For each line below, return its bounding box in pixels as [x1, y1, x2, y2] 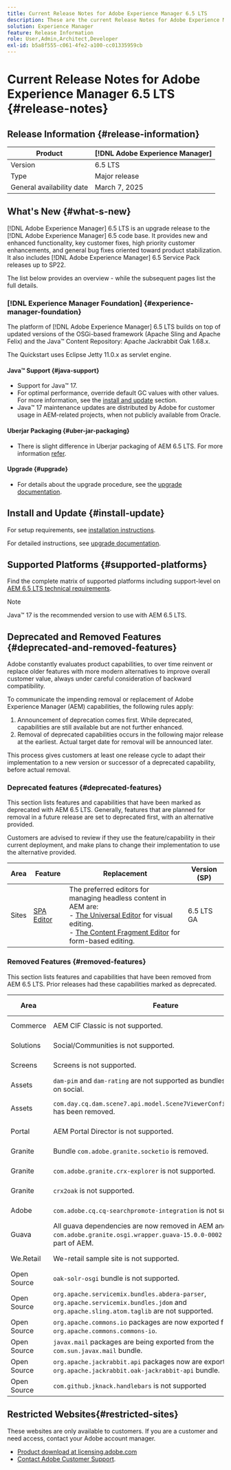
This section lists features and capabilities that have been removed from [7, 972, 212, 980]
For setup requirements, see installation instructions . [7, 525, 156, 534]
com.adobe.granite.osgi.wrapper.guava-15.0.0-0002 [52, 1231, 222, 1238]
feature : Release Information [7, 29, 94, 36]
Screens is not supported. [52, 1060, 136, 1070]
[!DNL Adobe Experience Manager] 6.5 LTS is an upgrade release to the [7, 224, 210, 232]
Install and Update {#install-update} [7, 507, 165, 519]
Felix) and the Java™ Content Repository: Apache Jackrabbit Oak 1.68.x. [7, 338, 211, 346]
